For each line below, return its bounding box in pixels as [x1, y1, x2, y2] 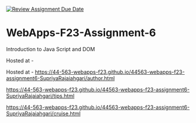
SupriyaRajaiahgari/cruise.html [6, 109, 81, 117]
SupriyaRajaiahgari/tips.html [6, 92, 75, 99]
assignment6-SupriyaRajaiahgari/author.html [6, 74, 115, 82]
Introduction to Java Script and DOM [6, 45, 96, 52]
